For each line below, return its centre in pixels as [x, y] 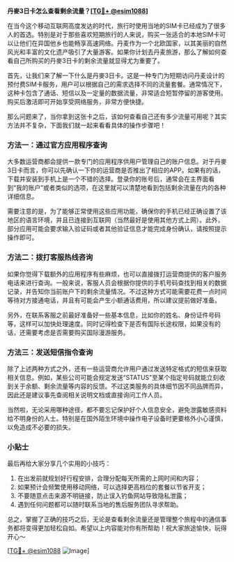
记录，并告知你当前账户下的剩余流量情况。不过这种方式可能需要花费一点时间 [117, 291]
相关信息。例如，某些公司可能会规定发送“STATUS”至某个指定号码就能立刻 [113, 377]
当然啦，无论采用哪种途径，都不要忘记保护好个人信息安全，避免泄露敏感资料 [117, 409]
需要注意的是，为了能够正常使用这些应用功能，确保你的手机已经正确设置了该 [117, 212]
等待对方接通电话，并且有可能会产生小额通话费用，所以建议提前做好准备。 [114, 300]
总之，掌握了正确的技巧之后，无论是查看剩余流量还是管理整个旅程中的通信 [114, 519]
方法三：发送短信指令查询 [50, 352]
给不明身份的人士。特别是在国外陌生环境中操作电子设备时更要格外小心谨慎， [117, 418]
